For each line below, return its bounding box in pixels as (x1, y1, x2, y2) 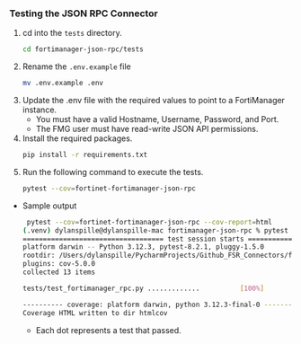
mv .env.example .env (22, 79, 103, 88)
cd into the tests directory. (22, 28, 123, 39)
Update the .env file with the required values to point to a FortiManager (22, 95, 286, 106)
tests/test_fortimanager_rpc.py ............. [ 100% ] (22, 284, 265, 293)
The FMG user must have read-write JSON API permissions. (35, 124, 259, 135)
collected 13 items (22, 268, 96, 277)
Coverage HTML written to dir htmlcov (22, 308, 168, 317)
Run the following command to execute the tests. (22, 166, 204, 177)
